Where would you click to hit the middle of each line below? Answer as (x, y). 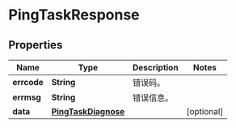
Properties (36, 45)
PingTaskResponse (74, 15)
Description (156, 68)
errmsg (27, 97)
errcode (28, 82)
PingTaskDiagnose (88, 111)
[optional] (205, 111)
